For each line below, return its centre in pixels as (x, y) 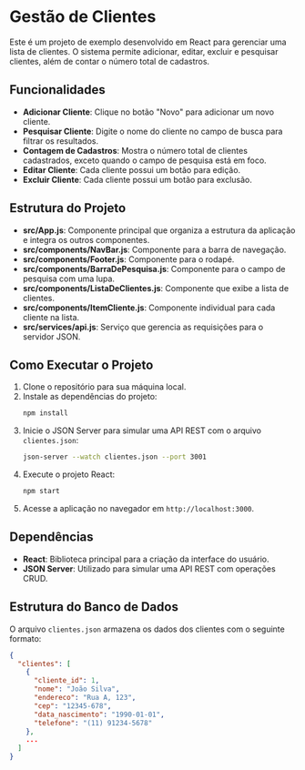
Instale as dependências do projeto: (90, 397)
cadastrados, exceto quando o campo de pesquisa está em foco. (144, 160)
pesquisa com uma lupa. (69, 279)
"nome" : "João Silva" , (76, 689)
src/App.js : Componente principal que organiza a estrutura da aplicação (159, 230)
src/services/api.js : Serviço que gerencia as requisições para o (143, 327)
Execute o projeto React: (69, 474)
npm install (45, 413)
